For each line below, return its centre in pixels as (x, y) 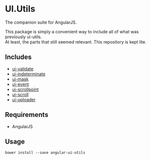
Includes (18, 57)
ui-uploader (24, 100)
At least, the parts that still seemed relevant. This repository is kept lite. (76, 42)
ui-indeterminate (29, 74)
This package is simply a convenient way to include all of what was (72, 31)
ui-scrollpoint (25, 89)
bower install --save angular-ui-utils (45, 153)
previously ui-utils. (23, 37)
